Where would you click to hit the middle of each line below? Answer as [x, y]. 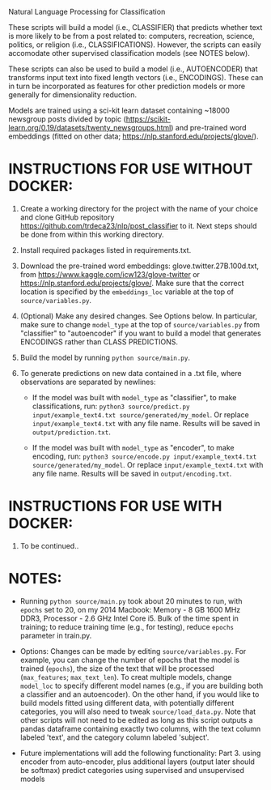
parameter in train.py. [56, 635]
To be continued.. [49, 545]
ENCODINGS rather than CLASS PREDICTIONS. [99, 342]
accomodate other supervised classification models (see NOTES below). [129, 53]
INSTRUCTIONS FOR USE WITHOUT [131, 169]
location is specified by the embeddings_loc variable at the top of [127, 292]
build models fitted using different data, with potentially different [127, 702]
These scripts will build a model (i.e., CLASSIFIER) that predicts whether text [135, 27]
